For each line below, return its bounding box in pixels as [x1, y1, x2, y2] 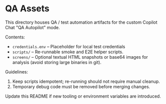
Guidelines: [5, 69, 28, 74]
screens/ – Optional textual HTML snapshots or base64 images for [12, 54, 148, 60]
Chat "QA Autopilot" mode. [5, 24, 60, 30]
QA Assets [5, 3, 50, 14]
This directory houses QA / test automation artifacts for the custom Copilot [5, 19, 158, 25]
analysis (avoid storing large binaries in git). [12, 59, 102, 65]
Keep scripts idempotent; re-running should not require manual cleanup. [12, 78, 160, 84]
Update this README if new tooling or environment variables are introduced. [5, 93, 161, 99]
